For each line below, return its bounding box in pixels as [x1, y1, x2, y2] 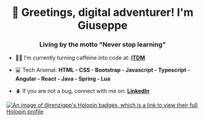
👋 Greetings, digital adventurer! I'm [12, 5, 194, 20]
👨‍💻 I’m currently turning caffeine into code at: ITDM [15, 54, 145, 62]
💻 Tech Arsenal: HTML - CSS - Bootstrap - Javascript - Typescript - [15, 67, 191, 74]
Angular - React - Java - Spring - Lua [15, 75, 111, 82]
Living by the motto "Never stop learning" [39, 40, 166, 49]
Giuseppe [77, 18, 128, 32]
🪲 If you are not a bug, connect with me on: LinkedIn [15, 87, 150, 95]
